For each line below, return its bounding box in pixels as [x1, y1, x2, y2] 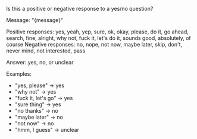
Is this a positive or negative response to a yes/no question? [6, 5, 154, 12]
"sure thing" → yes [14, 101, 61, 108]
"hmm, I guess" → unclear [14, 126, 79, 133]
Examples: [6, 70, 32, 77]
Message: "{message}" [6, 17, 64, 23]
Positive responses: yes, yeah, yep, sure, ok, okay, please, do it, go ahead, [6, 28, 189, 35]
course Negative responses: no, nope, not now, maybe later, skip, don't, [6, 41, 183, 48]
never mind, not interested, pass [6, 47, 86, 54]
